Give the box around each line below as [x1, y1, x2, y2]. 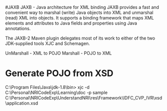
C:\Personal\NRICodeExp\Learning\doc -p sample [5, 89, 108, 95]
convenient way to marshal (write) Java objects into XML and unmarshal [5, 9, 154, 15]
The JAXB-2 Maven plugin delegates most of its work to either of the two [5, 35, 156, 41]
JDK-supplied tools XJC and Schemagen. [5, 40, 90, 46]
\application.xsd [5, 100, 38, 106]
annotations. [5, 25, 31, 31]
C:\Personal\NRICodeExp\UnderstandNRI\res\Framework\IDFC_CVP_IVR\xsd [5, 94, 163, 100]
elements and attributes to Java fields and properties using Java [5, 20, 137, 26]
